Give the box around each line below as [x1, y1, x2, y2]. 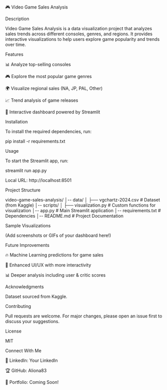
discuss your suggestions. [5, 318, 60, 324]
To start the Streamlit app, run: [5, 158, 69, 164]
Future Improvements [5, 242, 50, 248]
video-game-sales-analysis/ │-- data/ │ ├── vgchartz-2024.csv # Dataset [5, 197, 160, 203]
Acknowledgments [5, 284, 44, 290]
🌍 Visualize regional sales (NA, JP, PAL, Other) [5, 85, 103, 91]
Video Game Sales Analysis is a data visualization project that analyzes [5, 26, 152, 31]
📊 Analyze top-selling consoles [5, 61, 71, 67]
